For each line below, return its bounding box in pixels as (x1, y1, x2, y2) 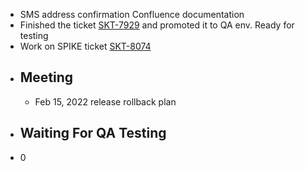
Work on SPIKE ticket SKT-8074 (19, 40, 152, 52)
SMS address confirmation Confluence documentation (19, 9, 245, 20)
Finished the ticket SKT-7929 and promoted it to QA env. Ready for (19, 19, 295, 31)
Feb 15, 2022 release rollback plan (34, 95, 177, 108)
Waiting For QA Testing (19, 125, 167, 142)
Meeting (19, 69, 74, 86)
